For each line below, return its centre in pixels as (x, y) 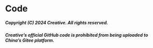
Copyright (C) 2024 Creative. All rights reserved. (57, 22)
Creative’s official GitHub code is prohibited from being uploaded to (76, 35)
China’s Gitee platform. (30, 41)
